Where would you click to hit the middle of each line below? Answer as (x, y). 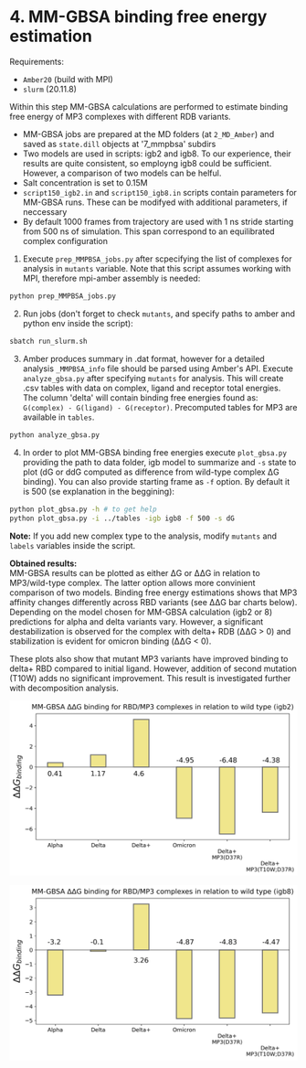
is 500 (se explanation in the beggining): (99, 491)
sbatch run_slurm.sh (49, 341)
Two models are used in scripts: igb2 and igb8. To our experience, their (157, 154)
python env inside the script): (78, 323)
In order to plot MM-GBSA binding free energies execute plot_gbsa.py (155, 452)
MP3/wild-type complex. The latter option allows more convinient (132, 583)
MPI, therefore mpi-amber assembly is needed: (111, 278)
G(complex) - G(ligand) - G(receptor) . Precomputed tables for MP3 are (160, 407)
